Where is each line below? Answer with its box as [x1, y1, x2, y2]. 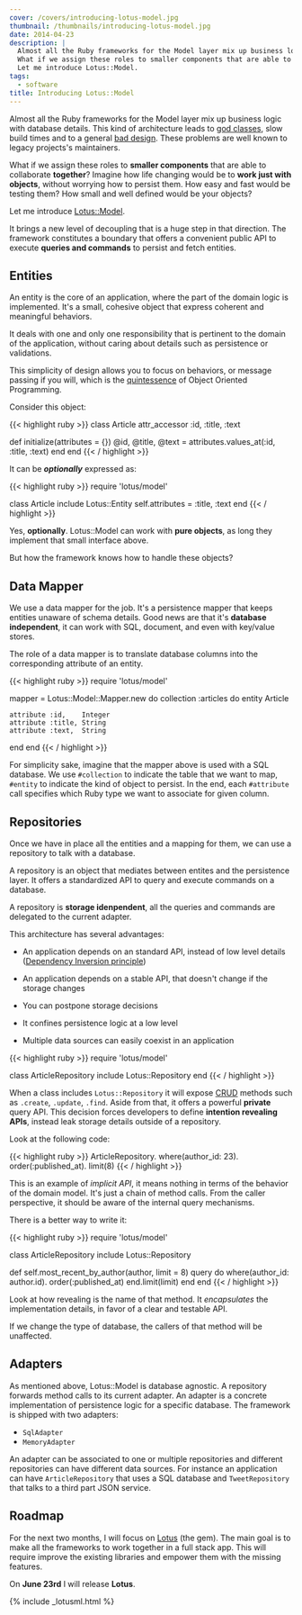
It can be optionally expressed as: [9, 464, 137, 474]
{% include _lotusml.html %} [9, 1595, 115, 1607]
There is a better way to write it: [9, 1214, 128, 1225]
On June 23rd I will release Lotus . [9, 1578, 136, 1589]
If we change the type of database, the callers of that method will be [9, 1321, 262, 1331]
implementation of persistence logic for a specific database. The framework [9, 1399, 290, 1410]
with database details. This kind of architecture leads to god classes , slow [9, 122, 283, 133]
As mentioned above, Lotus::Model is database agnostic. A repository [9, 1380, 267, 1391]
